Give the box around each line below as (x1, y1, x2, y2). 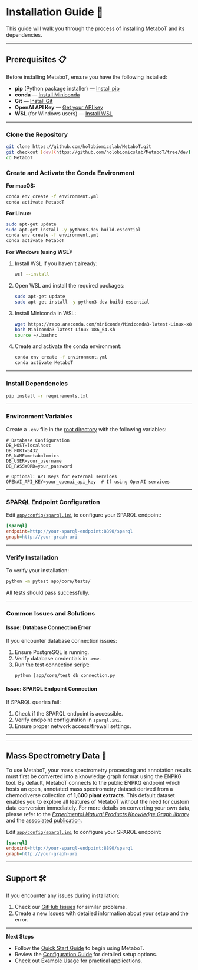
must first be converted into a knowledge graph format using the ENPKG (6, 772, 182, 780)
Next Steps (6, 933, 34, 940)
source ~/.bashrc (14, 332, 58, 338)
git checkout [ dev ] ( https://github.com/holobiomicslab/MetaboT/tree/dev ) (6, 149, 192, 155)
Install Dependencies (6, 379, 68, 388)
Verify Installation (6, 553, 58, 562)
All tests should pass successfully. (6, 589, 90, 596)
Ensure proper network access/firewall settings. (14, 722, 131, 730)
